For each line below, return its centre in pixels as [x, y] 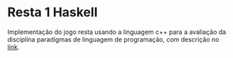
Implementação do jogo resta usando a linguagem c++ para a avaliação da [117, 32]
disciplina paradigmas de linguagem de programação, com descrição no [113, 39]
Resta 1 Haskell [53, 12]
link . [13, 47]
